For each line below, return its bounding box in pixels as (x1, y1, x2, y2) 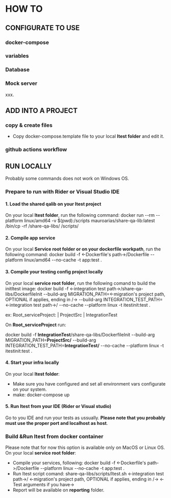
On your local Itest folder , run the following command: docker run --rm (5, 212, 155, 218)
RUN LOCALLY (5, 162, 52, 170)
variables (5, 52, 29, 59)
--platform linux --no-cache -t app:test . (40, 465, 125, 471)
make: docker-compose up (12, 392, 70, 398)
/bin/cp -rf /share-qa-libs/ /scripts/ (5, 223, 79, 229)
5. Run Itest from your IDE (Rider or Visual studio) (5, 403, 111, 410)
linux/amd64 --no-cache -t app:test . (23, 257, 102, 263)
